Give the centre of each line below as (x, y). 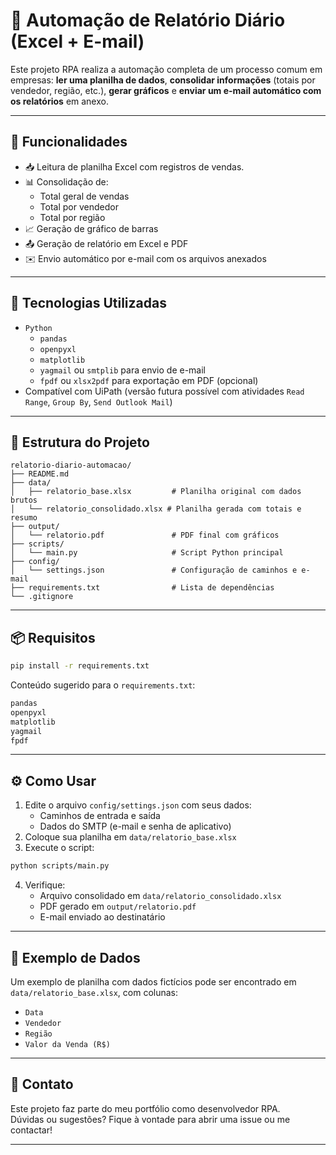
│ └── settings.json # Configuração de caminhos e (154, 570)
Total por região (72, 217)
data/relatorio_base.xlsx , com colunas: (94, 992)
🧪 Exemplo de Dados (75, 957)
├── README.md (40, 474)
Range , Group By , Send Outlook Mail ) (98, 401)
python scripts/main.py (60, 866)
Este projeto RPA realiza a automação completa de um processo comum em (166, 69)
